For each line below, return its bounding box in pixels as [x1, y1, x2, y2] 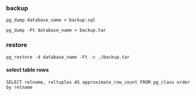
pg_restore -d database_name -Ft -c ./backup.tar [6, 54, 130, 60]
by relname [6, 84, 33, 90]
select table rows [6, 66, 49, 73]
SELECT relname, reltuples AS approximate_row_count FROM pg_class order [6, 79, 191, 85]
